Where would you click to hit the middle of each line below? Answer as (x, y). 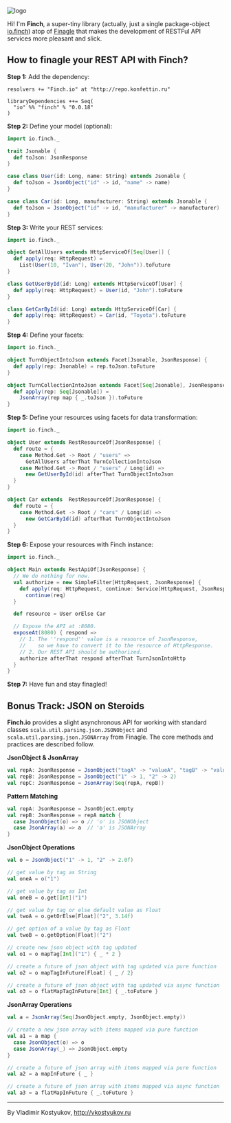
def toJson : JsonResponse (51, 157)
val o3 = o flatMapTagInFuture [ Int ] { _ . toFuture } (82, 992)
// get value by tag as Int (47, 891)
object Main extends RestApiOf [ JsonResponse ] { (77, 570)
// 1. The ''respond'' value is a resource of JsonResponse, (109, 639)
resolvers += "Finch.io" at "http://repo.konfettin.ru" (89, 89)
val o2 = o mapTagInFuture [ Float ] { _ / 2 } (70, 972)
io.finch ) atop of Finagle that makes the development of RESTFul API (104, 31)
